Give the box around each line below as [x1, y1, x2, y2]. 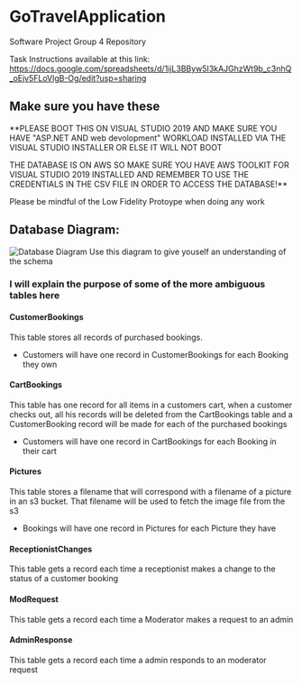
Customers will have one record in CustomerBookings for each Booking [22, 349, 288, 360]
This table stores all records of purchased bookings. [9, 332, 203, 342]
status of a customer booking [9, 573, 119, 584]
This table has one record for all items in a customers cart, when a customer [9, 399, 293, 410]
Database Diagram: [9, 223, 120, 238]
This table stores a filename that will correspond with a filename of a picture [9, 487, 292, 497]
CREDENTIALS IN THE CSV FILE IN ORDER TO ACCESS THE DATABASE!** [9, 178, 288, 189]
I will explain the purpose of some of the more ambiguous [9, 278, 266, 290]
